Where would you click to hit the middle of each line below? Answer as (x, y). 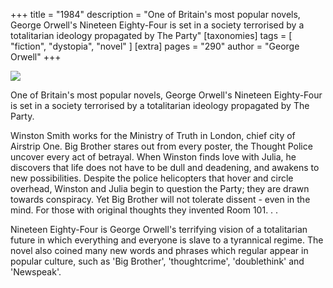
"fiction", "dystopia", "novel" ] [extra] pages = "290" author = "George (155, 46)
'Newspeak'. (36, 272)
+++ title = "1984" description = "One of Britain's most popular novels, (155, 14)
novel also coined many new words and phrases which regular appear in (159, 250)
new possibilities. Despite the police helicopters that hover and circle (152, 178)
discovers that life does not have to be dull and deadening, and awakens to (165, 167)
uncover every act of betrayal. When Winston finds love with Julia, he (153, 157)
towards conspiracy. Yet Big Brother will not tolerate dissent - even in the (160, 199)
